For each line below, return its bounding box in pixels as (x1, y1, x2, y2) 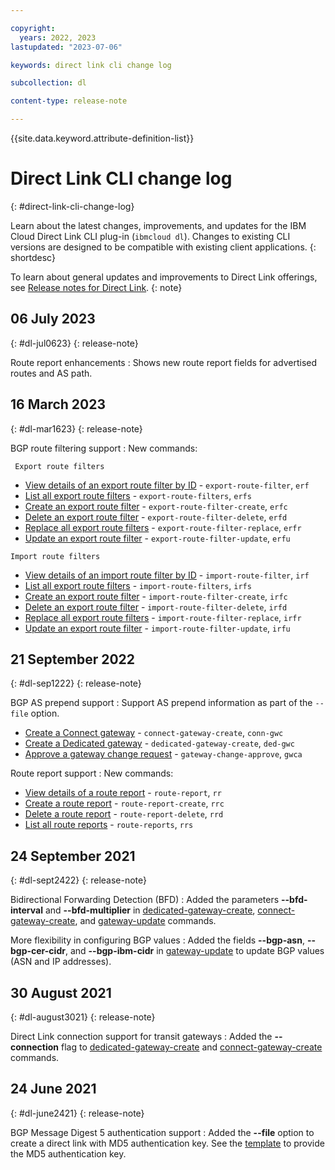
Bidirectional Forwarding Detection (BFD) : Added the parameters (10, 894, 280, 906)
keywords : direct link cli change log (10, 60, 172, 70)
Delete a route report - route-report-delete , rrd (24, 808, 224, 820)
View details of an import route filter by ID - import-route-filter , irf (24, 569, 310, 581)
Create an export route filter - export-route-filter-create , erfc (24, 500, 288, 512)
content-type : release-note (10, 96, 128, 106)
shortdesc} (10, 251, 56, 263)
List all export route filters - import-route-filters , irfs (24, 579, 252, 591)
